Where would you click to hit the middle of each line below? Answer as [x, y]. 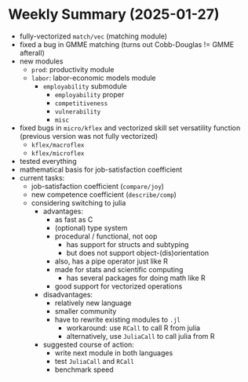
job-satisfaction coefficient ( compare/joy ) [98, 186]
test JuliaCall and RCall [95, 361]
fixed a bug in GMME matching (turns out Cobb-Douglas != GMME [127, 44]
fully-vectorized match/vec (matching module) [93, 36]
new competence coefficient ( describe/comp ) [104, 195]
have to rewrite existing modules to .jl [118, 319]
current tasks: [42, 177]
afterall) [32, 53]
